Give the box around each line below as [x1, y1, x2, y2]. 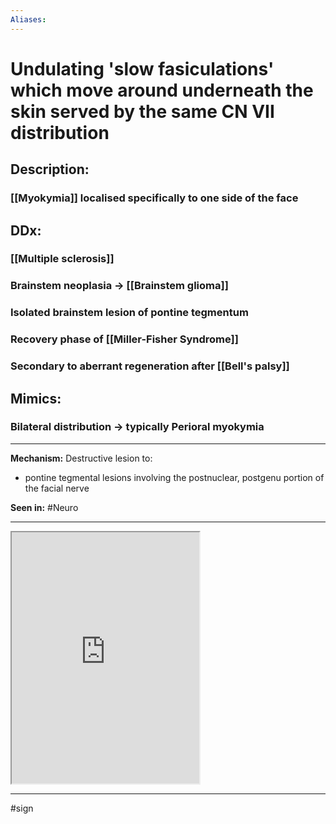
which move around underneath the [10, 79, 314, 101]
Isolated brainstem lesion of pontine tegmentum [10, 306, 249, 320]
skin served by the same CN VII [10, 100, 275, 123]
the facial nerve [24, 482, 90, 494]
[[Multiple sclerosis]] [10, 252, 115, 266]
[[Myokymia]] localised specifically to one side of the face [10, 191, 299, 205]
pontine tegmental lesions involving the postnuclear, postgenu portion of [24, 471, 325, 483]
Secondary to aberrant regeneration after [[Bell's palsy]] [10, 359, 290, 373]
